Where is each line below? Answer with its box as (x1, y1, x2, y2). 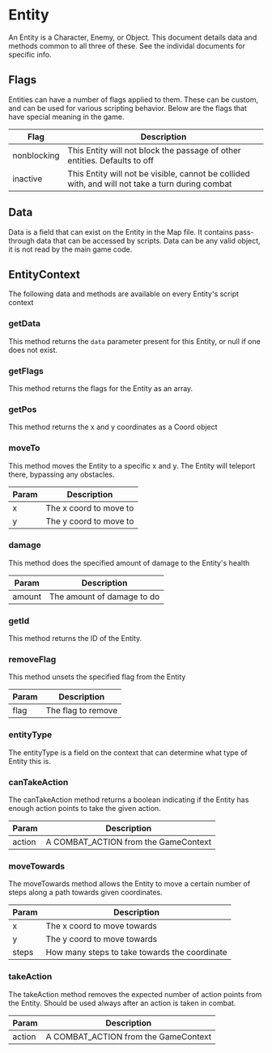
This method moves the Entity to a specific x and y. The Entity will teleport (8, 461, 256, 470)
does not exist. (8, 345, 58, 355)
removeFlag (8, 654, 57, 665)
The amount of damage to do (49, 591, 160, 602)
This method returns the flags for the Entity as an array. (8, 383, 193, 393)
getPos (8, 403, 37, 414)
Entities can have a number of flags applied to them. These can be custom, (8, 95, 259, 104)
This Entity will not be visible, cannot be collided (67, 168, 251, 179)
